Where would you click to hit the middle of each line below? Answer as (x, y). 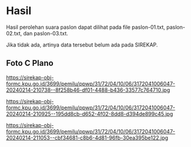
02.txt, (14, 33)
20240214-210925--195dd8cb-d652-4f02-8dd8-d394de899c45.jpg (90, 113)
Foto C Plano (30, 63)
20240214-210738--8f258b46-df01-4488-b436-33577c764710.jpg (88, 90)
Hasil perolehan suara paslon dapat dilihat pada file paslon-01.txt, (86, 27)
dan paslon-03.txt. (46, 33)
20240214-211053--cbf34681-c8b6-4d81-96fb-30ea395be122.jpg (87, 138)
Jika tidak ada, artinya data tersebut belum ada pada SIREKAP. (82, 45)
